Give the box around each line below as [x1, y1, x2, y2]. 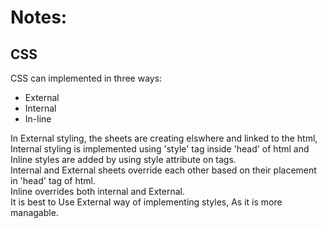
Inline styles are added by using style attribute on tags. [10, 154, 237, 165]
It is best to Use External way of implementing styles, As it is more [10, 196, 283, 208]
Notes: [10, 6, 68, 29]
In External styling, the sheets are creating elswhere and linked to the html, [10, 132, 318, 144]
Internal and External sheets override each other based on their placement [10, 164, 317, 176]
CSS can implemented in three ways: [10, 72, 163, 84]
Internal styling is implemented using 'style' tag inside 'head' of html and [10, 143, 310, 155]
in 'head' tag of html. [10, 175, 97, 186]
